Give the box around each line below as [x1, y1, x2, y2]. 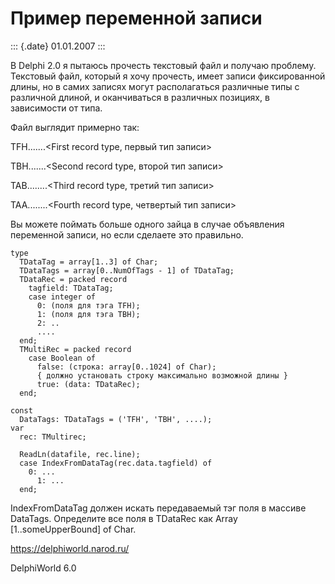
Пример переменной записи [10, 7, 263, 30]
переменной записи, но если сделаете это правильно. [10, 228, 244, 241]
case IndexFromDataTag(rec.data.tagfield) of [19, 458, 213, 468]
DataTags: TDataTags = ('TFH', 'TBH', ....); [19, 414, 213, 424]
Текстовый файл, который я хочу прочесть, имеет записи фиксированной [10, 70, 326, 82]
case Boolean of [28, 353, 97, 363]
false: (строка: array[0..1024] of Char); [36, 362, 217, 372]
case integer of [28, 292, 97, 302]
